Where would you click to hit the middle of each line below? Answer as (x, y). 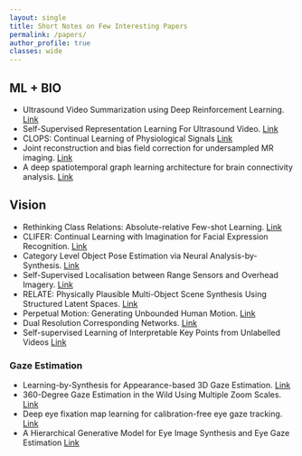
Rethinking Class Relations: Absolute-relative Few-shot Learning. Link (152, 227)
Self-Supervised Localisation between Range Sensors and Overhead (150, 275)
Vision (28, 205)
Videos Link (44, 342)
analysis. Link (48, 176)
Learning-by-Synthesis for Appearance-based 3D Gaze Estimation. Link (156, 386)
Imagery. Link (48, 284)
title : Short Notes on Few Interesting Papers (99, 26)
